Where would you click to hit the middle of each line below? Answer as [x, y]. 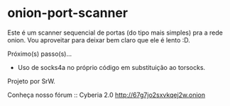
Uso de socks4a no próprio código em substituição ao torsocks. [111, 67]
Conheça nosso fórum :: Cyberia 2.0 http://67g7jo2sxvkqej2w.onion [106, 95]
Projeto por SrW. [31, 81]
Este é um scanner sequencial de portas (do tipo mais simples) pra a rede [115, 33]
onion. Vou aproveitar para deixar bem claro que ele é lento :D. [99, 40]
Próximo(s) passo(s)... [40, 54]
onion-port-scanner [68, 13]
